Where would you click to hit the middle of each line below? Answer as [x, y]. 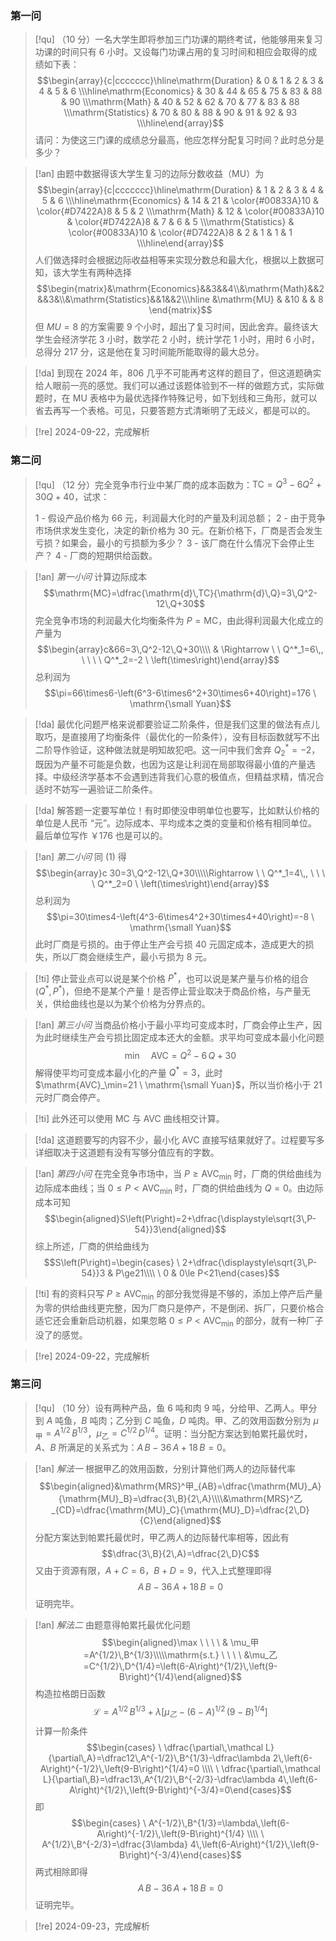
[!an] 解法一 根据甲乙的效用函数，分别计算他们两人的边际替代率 [165, 1469]
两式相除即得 [61, 1871]
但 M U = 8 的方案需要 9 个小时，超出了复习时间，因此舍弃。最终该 [172, 327]
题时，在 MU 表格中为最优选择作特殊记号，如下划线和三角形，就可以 [176, 398]
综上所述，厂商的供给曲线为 [92, 1246]
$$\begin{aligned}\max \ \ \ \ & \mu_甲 [180, 1643]
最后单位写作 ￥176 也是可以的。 [101, 835]
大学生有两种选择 [96, 273]
